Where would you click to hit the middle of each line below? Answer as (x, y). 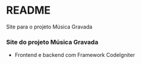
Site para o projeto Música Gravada (49, 27)
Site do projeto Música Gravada (52, 42)
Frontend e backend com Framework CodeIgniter (75, 55)
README (28, 10)
